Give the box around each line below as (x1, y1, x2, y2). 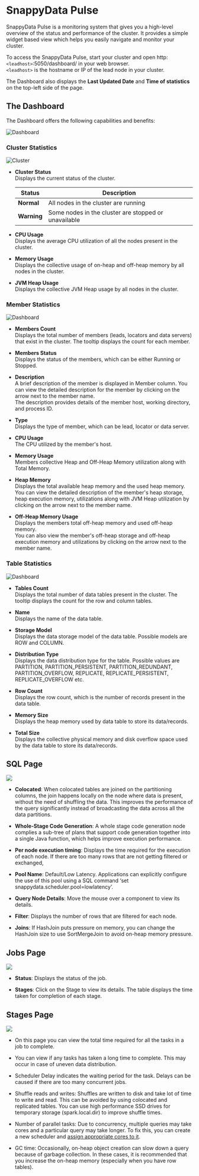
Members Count (14, 325, 56, 332)
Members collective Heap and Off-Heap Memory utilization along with (14, 458, 186, 466)
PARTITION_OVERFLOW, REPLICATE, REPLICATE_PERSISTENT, (14, 669, 169, 677)
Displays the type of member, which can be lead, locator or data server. (14, 423, 190, 430)
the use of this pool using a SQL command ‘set (14, 877, 129, 885)
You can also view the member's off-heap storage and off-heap (14, 532, 171, 539)
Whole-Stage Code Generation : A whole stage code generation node (14, 823, 185, 830)
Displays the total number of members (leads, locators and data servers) (14, 332, 192, 339)
